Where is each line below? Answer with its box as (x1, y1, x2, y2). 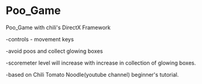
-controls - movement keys (5, 35, 74, 43)
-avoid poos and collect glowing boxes (5, 47, 103, 55)
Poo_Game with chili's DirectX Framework (5, 24, 111, 31)
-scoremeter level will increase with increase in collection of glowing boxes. (5, 59, 197, 66)
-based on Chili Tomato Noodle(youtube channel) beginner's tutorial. (5, 71, 179, 78)
